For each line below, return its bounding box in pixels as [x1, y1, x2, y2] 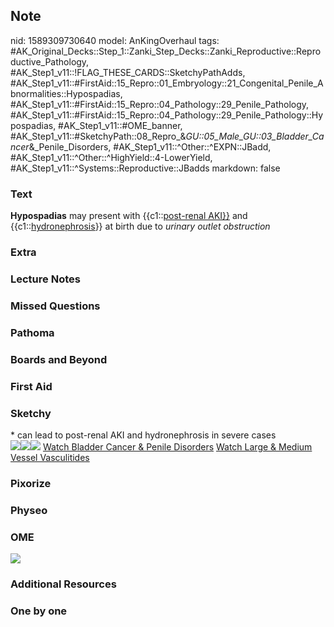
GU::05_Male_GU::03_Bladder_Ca [185, 130, 325, 142]
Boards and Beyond [10, 352, 108, 366]
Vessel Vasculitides [10, 451, 90, 463]
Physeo [10, 503, 48, 517]
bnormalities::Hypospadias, [10, 87, 123, 99]
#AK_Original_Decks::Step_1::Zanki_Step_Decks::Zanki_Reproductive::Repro [10, 45, 322, 57]
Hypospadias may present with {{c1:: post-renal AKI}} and [10, 210, 248, 222]
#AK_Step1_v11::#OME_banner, [58, 119, 183, 131]
